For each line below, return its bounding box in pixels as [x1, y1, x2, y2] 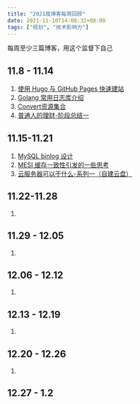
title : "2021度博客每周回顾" [7, 10, 86, 18]
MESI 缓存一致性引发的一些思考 [17, 161, 110, 169]
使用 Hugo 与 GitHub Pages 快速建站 [17, 84, 124, 93]
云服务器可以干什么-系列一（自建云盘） [17, 169, 133, 178]
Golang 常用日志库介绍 [17, 94, 84, 102]
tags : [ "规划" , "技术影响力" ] [7, 23, 89, 30]
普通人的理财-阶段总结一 [17, 111, 90, 120]
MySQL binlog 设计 [17, 152, 74, 160]
